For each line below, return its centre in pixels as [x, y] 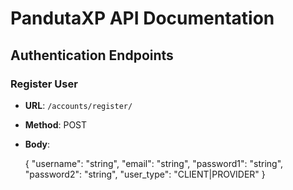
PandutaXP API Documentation [142, 18]
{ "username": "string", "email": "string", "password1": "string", [154, 163]
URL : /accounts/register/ [78, 105]
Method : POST [56, 124]
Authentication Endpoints [92, 55]
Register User [44, 84]
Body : [37, 144]
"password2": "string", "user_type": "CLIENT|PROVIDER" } [145, 174]
